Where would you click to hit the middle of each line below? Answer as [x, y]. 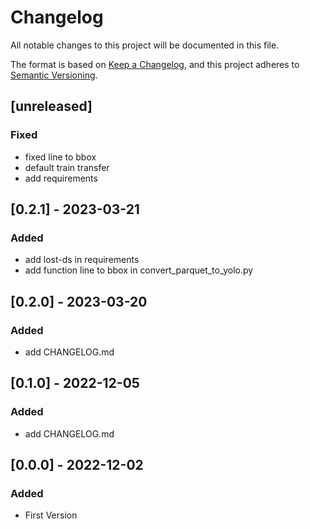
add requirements [61, 178]
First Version [51, 515]
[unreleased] [51, 106]
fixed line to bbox [60, 157]
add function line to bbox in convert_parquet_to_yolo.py [139, 270]
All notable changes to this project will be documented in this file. [145, 45]
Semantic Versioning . [54, 75]
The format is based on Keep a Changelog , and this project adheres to [155, 64]
